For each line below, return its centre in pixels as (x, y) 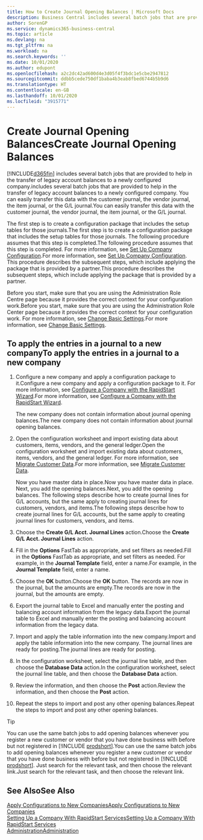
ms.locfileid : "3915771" (38, 101)
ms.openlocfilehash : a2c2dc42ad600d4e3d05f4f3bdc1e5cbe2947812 (88, 73)
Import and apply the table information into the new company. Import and (106, 636)
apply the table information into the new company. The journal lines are (104, 643)
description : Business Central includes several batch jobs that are (96, 17)
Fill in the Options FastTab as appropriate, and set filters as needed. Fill (103, 550)
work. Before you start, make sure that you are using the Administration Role (101, 305)
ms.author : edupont (31, 68)
